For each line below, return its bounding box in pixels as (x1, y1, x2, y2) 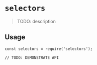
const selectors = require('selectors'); (5, 46, 93, 51)
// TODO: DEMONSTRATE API (5, 55, 59, 60)
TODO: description (17, 18, 56, 24)
